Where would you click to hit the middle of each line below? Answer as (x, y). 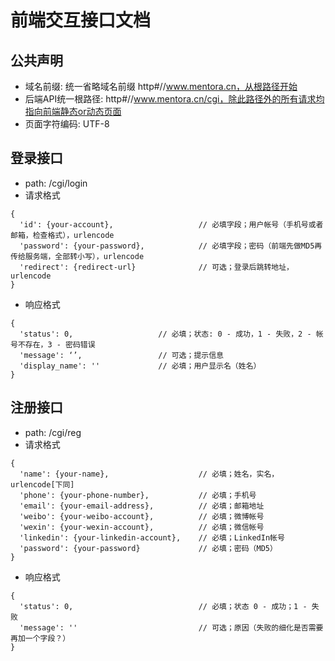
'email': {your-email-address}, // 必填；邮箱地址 (142, 506)
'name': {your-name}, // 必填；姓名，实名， (149, 474)
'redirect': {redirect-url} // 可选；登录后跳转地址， (156, 267)
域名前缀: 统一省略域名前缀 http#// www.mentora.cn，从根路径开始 (161, 86)
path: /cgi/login (56, 183)
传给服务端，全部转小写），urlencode (77, 256)
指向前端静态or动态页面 (73, 111)
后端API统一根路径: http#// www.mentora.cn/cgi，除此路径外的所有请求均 (174, 99)
